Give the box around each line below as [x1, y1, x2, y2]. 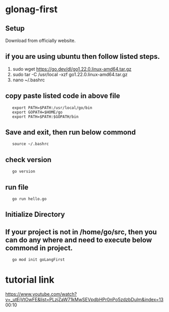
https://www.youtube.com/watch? [5, 291, 77, 297]
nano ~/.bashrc [12, 77, 45, 83]
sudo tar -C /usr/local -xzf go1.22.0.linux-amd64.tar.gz [12, 71, 128, 77]
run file [5, 183, 29, 191]
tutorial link [5, 274, 55, 286]
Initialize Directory [5, 210, 65, 219]
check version [5, 155, 52, 164]
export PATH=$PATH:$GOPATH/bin [12, 114, 79, 119]
